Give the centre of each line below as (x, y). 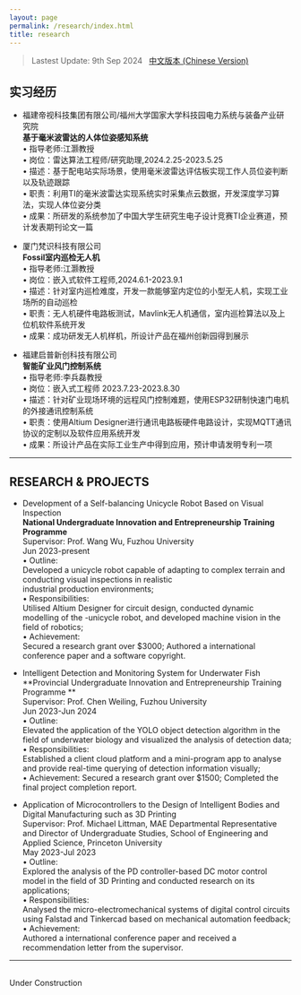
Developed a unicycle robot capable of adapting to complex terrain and (154, 570)
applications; (46, 890)
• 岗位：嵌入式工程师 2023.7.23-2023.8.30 (101, 389)
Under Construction (46, 983)
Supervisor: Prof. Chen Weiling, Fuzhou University (115, 701)
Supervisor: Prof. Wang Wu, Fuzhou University (108, 541)
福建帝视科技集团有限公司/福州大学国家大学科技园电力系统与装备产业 (149, 115)
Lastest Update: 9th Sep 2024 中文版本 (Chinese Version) (140, 61)
